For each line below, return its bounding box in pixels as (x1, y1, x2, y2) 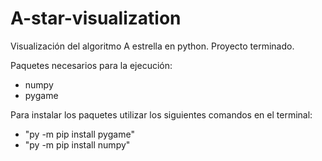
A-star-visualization (10, 7, 182, 30)
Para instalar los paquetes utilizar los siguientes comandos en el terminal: (10, 108, 313, 121)
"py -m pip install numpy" (24, 138, 131, 151)
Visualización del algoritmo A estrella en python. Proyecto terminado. (10, 40, 295, 52)
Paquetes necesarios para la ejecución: (10, 59, 173, 71)
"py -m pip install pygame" (24, 128, 135, 140)
